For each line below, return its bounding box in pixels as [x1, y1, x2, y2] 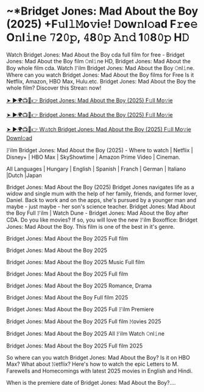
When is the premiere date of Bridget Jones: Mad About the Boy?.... [6, 379, 177, 386]
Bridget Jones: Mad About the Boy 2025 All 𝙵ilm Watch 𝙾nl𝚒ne [6, 330, 165, 337]
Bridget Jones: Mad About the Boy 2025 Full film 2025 [6, 342, 143, 349]
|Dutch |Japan [6, 172, 43, 179]
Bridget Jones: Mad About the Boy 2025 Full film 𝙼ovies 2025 [6, 318, 161, 325]
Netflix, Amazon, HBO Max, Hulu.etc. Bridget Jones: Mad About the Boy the [6, 77, 196, 85]
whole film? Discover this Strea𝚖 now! [6, 84, 102, 91]
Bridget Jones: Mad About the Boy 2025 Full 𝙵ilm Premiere [6, 306, 154, 313]
